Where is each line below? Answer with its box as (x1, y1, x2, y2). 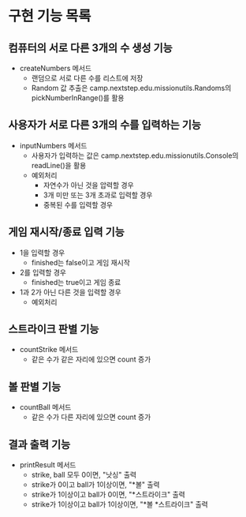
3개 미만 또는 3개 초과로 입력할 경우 (43, 190, 153, 200)
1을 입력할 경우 (19, 248, 65, 257)
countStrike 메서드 (19, 345, 79, 354)
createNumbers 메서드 (19, 64, 92, 73)
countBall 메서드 (19, 403, 72, 412)
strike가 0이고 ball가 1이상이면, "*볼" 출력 (31, 480, 160, 489)
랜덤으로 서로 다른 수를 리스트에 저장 (31, 73, 143, 83)
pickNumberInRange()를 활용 (31, 93, 125, 103)
